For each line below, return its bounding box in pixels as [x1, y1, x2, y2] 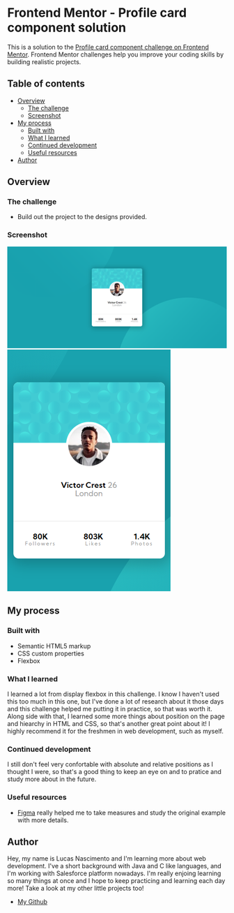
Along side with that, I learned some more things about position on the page [7, 712, 225, 720]
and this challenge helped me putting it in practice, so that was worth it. [7, 705, 212, 713]
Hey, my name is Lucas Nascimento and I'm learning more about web [7, 854, 207, 863]
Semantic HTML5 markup [17, 641, 91, 650]
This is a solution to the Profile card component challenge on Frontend [7, 43, 209, 51]
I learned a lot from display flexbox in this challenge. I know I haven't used [7, 690, 219, 699]
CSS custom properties [17, 649, 85, 658]
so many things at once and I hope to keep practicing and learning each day [7, 877, 226, 885]
